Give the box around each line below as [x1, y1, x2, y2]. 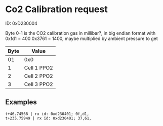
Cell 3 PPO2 [24, 80, 53, 88]
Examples [5, 98, 37, 107]
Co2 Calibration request [5, 4, 108, 15]
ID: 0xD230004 [5, 20, 38, 26]
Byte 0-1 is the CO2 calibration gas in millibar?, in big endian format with [5, 30, 156, 36]
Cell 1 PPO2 [24, 64, 53, 71]
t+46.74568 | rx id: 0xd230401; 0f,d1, [5, 111, 90, 116]
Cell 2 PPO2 [24, 72, 53, 79]
